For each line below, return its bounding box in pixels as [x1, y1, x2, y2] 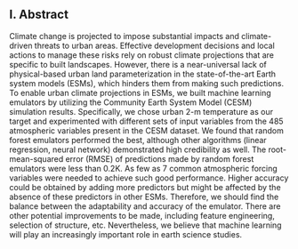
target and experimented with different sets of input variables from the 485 [9, 116, 284, 126]
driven [9, 40, 33, 51]
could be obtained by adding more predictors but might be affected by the [9, 181, 282, 192]
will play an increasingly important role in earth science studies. [9, 229, 243, 239]
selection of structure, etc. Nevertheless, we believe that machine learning [9, 220, 282, 230]
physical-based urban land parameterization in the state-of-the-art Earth [9, 68, 277, 79]
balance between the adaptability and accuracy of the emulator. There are [9, 200, 281, 212]
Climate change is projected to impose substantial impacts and [9, 30, 240, 41]
